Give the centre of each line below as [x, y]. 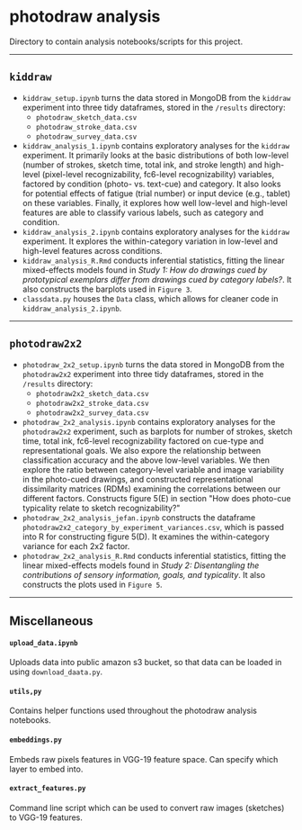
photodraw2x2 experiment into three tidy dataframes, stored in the [143, 374]
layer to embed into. [46, 769]
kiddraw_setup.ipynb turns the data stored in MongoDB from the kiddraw [156, 97]
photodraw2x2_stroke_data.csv [93, 403]
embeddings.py [36, 740]
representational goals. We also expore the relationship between [142, 450]
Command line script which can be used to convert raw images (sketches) [147, 807]
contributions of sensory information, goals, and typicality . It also [144, 574]
